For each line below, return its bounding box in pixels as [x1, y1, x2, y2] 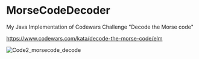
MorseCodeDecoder [6, 4, 110, 17]
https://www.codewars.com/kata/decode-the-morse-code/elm [6, 35, 163, 42]
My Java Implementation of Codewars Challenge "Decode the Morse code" [6, 23, 194, 30]
